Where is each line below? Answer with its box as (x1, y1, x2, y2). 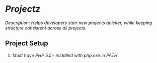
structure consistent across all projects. (5, 25, 87, 31)
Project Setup (5, 39, 49, 48)
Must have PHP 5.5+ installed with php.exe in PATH (12, 52, 118, 58)
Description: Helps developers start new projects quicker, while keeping (5, 20, 153, 26)
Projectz (5, 3, 41, 15)
